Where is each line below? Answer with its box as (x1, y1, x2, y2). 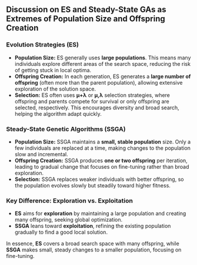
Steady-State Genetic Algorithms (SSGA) (6, 125, 126, 133)
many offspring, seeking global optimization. (14, 216, 122, 223)
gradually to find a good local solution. (14, 229, 108, 236)
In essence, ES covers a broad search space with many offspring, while (6, 240, 179, 247)
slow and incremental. (14, 150, 69, 157)
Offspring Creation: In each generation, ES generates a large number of (14, 73, 191, 80)
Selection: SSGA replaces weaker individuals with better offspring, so (14, 176, 184, 183)
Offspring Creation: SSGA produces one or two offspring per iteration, (14, 157, 188, 164)
